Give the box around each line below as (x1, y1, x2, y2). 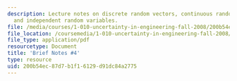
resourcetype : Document (7, 43, 78, 50)
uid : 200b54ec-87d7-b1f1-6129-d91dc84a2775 (7, 63, 138, 70)
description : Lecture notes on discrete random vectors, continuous (7, 10, 213, 18)
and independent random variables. (13, 17, 119, 24)
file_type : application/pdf (7, 37, 90, 44)
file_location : (7, 30, 52, 37)
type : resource (7, 56, 52, 63)
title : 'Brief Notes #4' (7, 50, 80, 57)
